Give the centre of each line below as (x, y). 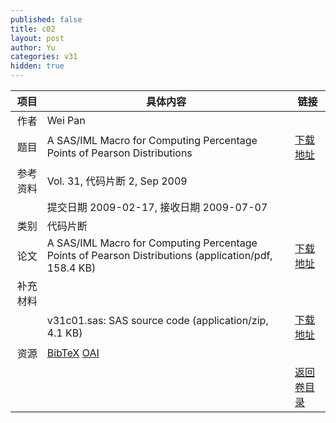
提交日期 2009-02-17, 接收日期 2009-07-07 (157, 207)
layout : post (37, 38)
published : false (46, 19)
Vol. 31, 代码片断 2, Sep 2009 (117, 181)
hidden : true (37, 66)
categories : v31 (44, 57)
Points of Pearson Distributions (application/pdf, (159, 255)
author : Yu (33, 47)
